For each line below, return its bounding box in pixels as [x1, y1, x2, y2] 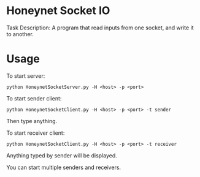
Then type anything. [6, 117, 58, 124]
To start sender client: [6, 94, 62, 102]
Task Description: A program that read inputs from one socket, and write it [6, 24, 194, 31]
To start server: [6, 72, 45, 80]
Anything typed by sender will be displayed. [6, 151, 118, 159]
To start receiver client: [6, 129, 65, 137]
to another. [6, 30, 34, 37]
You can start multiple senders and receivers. [6, 164, 121, 171]
